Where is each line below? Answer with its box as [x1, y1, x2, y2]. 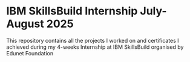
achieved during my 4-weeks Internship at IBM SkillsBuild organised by [6, 43, 184, 51]
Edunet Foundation [6, 49, 53, 57]
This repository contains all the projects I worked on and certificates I [6, 37, 180, 44]
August [6, 17, 44, 31]
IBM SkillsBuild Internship [6, 4, 138, 18]
